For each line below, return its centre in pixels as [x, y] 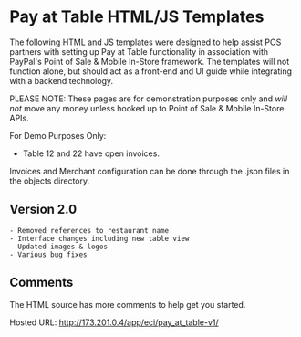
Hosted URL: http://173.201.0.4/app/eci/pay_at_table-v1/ [114, 322]
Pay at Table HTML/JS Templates [137, 17]
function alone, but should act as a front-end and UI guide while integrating [151, 71]
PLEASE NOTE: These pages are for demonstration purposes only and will [149, 99]
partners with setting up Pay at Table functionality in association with [139, 51]
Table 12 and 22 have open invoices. [91, 153]
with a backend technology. [62, 80]
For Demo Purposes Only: [58, 135]
